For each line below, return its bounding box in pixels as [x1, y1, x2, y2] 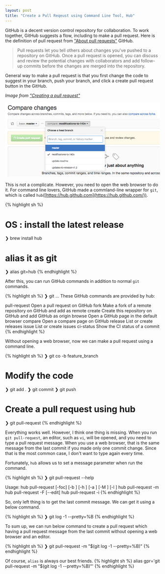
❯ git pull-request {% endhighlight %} [5, 420, 82, 426]
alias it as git [5, 252, 57, 264]
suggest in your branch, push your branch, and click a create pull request [5, 78, 154, 84]
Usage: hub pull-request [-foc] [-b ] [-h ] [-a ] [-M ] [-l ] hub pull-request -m [5, 484, 159, 490]
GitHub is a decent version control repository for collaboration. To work [5, 27, 149, 33]
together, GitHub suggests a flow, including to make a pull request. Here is [5, 32, 156, 38]
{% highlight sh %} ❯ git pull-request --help [5, 475, 94, 481]
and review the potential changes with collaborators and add [17, 58, 140, 63]
